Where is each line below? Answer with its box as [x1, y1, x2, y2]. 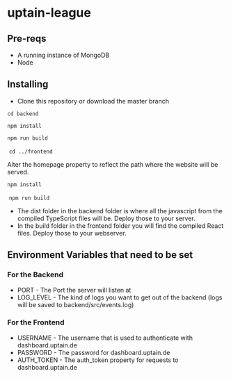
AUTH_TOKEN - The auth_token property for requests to [17, 356, 179, 364]
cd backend [7, 110, 39, 117]
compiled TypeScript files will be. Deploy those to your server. [17, 214, 196, 222]
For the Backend [7, 270, 64, 279]
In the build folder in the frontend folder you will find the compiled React [17, 221, 224, 230]
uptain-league [7, 5, 92, 21]
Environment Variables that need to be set [7, 249, 193, 261]
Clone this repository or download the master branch [17, 97, 169, 105]
